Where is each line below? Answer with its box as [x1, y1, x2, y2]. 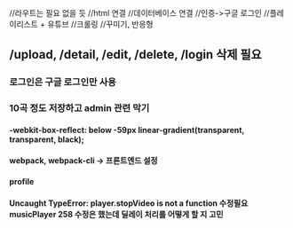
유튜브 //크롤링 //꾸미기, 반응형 [47, 19, 154, 29]
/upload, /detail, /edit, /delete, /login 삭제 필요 [9, 47, 262, 62]
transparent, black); [9, 134, 84, 145]
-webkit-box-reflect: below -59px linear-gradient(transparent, [9, 124, 245, 135]
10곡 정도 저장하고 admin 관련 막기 [9, 102, 150, 114]
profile [9, 177, 35, 187]
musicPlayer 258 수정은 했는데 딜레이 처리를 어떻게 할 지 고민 [9, 208, 224, 219]
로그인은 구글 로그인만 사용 [9, 76, 117, 89]
